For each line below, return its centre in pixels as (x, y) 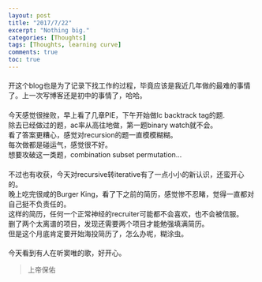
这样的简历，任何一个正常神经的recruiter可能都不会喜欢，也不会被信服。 (126, 213)
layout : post (30, 15)
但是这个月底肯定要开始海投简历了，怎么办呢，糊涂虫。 (98, 233)
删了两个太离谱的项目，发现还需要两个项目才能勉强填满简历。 (109, 224)
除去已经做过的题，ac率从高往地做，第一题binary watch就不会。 (113, 125)
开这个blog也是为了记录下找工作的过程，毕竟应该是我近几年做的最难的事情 (129, 86)
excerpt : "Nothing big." (49, 30)
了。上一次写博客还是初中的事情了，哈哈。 (77, 96)
